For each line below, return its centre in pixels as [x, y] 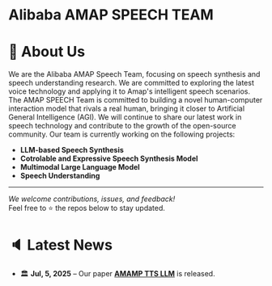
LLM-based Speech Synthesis [72, 150]
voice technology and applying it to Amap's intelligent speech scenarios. [130, 91]
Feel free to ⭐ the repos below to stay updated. [87, 208]
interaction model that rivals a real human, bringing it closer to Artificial [127, 109]
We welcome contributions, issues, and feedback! [92, 199]
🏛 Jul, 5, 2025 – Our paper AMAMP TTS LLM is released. [118, 274]
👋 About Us [47, 52]
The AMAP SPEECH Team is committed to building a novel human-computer [136, 100]
